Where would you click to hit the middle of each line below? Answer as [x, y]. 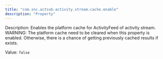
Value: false [18, 52]
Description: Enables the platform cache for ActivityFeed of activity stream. [81, 27]
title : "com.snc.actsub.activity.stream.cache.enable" [62, 9]
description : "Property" [30, 14]
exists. [12, 43]
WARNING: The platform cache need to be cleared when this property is [77, 33]
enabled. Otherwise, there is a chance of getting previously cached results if [82, 38]
